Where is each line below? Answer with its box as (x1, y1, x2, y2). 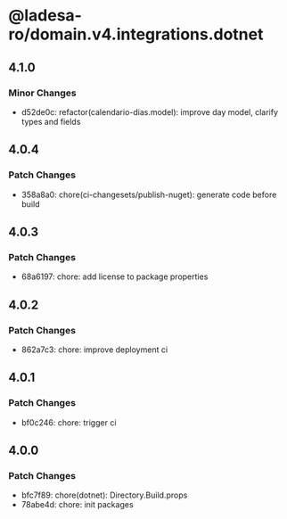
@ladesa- (8, 5, 82, 26)
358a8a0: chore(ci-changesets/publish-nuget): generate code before (20, 189, 277, 200)
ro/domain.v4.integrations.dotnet (8, 24, 264, 45)
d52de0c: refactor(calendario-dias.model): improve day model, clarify (20, 106, 278, 117)
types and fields (20, 116, 81, 127)
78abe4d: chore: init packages (20, 499, 135, 510)
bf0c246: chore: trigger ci (20, 416, 117, 428)
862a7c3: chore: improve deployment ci (20, 344, 168, 355)
